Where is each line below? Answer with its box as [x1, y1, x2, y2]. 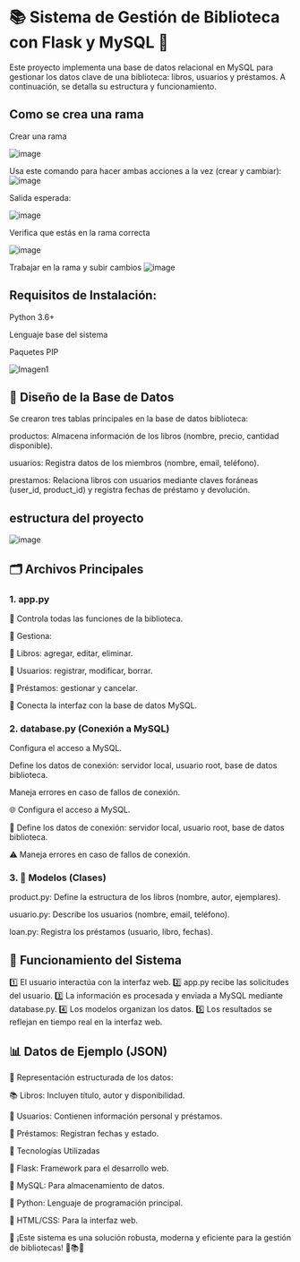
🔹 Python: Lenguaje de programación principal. [9, 1197, 184, 1208]
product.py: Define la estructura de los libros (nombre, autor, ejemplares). [9, 892, 281, 903]
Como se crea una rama [9, 107, 145, 122]
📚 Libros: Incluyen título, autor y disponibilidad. [9, 1090, 185, 1101]
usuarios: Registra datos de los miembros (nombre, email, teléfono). [9, 458, 260, 469]
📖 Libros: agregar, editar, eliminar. [9, 647, 133, 659]
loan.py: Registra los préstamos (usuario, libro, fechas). [9, 927, 213, 938]
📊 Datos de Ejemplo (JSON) [9, 1043, 168, 1059]
